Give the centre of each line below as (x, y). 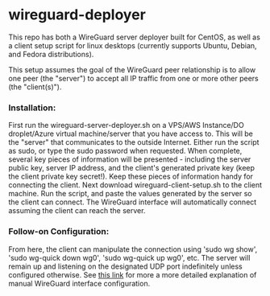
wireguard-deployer (77, 15)
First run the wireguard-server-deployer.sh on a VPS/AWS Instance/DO (126, 125)
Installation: (32, 108)
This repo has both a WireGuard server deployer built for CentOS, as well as (134, 37)
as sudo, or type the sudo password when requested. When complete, (125, 151)
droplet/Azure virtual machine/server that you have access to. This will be (131, 134)
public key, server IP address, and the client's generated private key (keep (132, 168)
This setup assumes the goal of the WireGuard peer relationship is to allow (132, 69)
